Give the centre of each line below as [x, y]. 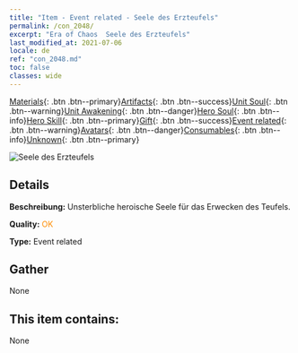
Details [29, 185]
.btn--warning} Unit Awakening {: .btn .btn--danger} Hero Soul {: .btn [133, 111]
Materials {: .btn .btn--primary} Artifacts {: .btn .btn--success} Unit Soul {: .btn [149, 101]
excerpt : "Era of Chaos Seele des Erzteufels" [100, 34]
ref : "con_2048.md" [46, 59]
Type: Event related [46, 241]
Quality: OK [31, 224]
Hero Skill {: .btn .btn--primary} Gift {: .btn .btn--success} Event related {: [157, 120]
